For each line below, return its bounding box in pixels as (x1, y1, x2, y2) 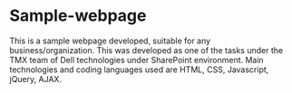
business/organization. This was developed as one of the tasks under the (9, 44, 284, 55)
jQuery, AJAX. (9, 73, 62, 84)
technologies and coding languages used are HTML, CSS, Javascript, (9, 64, 269, 75)
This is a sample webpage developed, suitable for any (9, 35, 211, 46)
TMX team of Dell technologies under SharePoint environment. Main (9, 54, 265, 65)
